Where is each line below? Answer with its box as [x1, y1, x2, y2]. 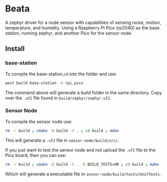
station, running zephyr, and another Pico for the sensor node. [5, 30, 133, 36]
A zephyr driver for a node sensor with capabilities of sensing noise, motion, [5, 19, 162, 25]
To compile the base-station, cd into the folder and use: [5, 71, 117, 77]
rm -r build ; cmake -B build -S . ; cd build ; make [5, 128, 119, 133]
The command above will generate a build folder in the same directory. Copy [5, 89, 162, 95]
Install [5, 44, 25, 53]
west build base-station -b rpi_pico [5, 80, 83, 85]
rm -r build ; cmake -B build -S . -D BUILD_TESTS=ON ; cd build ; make [5, 162, 159, 167]
